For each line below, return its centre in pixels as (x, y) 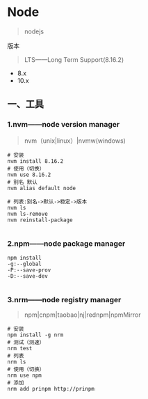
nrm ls (17, 362)
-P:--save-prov (29, 270)
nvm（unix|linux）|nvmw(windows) (75, 141)
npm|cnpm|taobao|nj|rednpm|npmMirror (82, 315)
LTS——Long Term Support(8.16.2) (74, 59)
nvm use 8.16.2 (29, 175)
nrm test (20, 349)
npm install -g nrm (35, 335)
